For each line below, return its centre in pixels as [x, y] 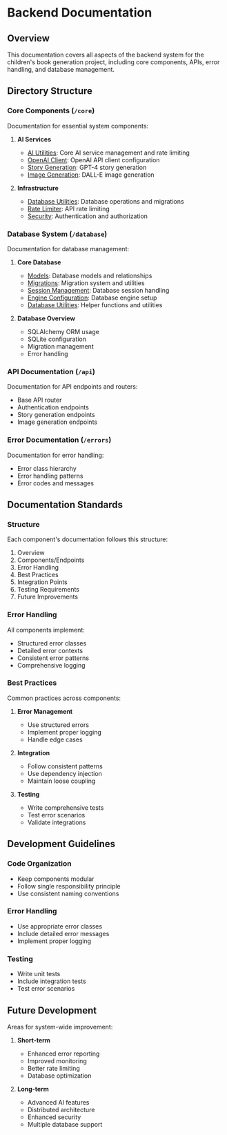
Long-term [33, 1089]
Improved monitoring [57, 1060]
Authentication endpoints [53, 407]
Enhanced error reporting [63, 1054]
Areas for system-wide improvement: [60, 1027]
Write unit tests [39, 974]
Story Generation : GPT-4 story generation [87, 167]
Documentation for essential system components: [78, 126]
